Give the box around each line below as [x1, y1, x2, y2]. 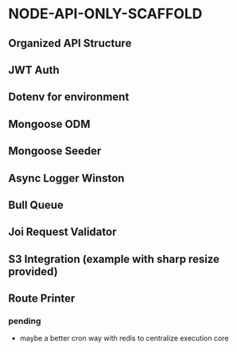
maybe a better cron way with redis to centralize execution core [19, 334, 229, 343]
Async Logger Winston [8, 172, 125, 185]
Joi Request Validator [8, 226, 117, 239]
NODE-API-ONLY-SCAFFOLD [8, 5, 203, 23]
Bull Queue [8, 198, 64, 211]
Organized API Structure [8, 37, 132, 50]
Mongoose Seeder [8, 145, 102, 158]
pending [8, 315, 41, 326]
